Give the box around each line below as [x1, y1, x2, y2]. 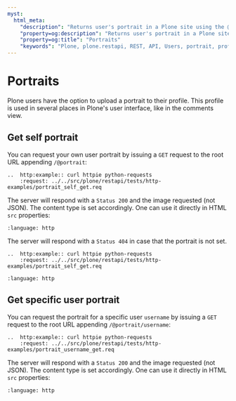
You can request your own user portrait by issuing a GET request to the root [7, 150, 223, 159]
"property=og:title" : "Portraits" [20, 37, 121, 44]
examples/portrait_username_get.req [7, 346, 114, 353]
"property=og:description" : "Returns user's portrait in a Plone [20, 29, 216, 37]
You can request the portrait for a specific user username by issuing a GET [7, 313, 217, 321]
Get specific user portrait [7, 294, 120, 306]
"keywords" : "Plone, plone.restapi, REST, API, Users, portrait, [20, 43, 216, 50]
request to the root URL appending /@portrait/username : [7, 320, 171, 329]
